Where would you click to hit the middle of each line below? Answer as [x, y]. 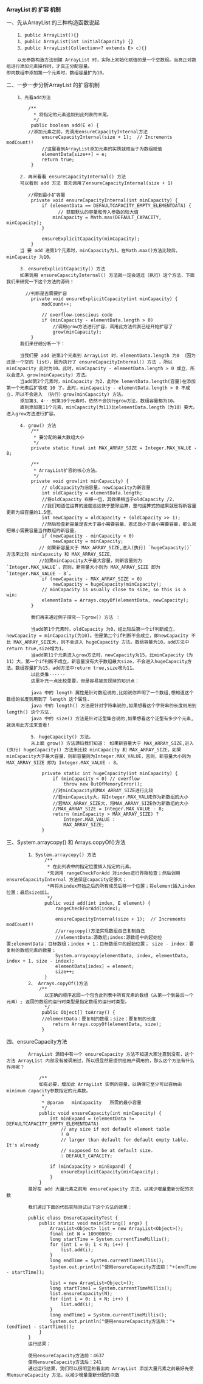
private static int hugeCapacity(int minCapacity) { [110, 773]
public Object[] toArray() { [78, 1013]
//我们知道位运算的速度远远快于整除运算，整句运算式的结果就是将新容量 [119, 506]
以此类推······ [48, 675]
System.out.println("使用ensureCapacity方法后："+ [112, 1321]
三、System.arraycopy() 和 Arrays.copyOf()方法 [66, 842]
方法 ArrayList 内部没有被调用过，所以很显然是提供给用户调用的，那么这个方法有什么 [100, 1061]
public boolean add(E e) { [65, 125]
